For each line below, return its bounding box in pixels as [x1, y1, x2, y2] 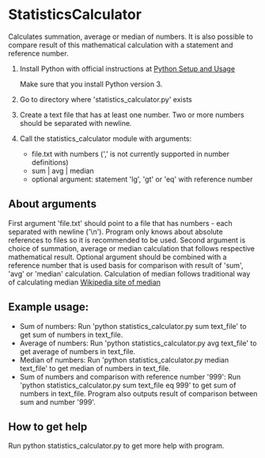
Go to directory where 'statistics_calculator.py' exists [19, 94, 192, 104]
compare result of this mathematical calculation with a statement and [8, 40, 233, 49]
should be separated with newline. [19, 118, 132, 128]
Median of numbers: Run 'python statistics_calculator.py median [19, 355, 229, 364]
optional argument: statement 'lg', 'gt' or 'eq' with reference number [31, 174, 253, 184]
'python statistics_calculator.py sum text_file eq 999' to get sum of [19, 380, 237, 390]
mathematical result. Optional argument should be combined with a [8, 252, 227, 261]
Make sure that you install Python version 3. [19, 79, 163, 89]
